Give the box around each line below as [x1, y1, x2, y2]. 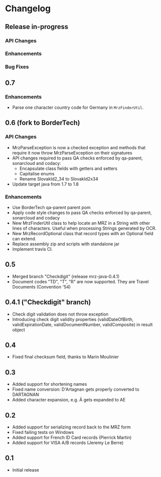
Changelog [5, 3, 51, 14]
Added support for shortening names [12, 381, 87, 387]
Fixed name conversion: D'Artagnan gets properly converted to [12, 386, 139, 393]
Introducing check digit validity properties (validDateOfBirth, [12, 316, 134, 322]
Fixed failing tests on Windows [12, 429, 74, 435]
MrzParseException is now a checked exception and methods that [12, 144, 146, 150]
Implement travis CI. [12, 246, 53, 252]
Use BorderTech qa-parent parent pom [12, 205, 91, 211]
